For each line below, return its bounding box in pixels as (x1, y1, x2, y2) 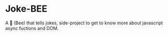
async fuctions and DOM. (5, 25, 59, 31)
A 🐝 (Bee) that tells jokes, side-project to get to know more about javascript (5, 20, 163, 26)
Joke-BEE (5, 3, 47, 15)
